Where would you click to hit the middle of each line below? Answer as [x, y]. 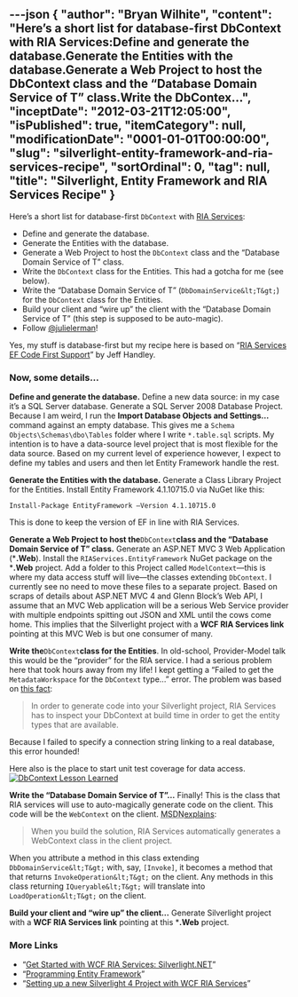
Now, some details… [54, 377]
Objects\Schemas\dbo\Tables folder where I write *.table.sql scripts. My [142, 435]
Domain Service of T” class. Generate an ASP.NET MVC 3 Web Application [147, 549]
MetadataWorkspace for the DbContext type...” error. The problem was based [145, 679]
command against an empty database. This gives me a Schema [122, 425]
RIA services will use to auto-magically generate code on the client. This [141, 805]
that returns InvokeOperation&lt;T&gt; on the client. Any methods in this [141, 877]
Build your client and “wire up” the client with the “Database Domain [146, 309]
